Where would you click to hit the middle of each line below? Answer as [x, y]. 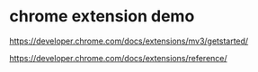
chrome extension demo [102, 16]
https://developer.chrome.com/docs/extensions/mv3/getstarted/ [129, 41]
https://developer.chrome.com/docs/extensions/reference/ [118, 58]
